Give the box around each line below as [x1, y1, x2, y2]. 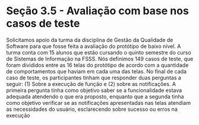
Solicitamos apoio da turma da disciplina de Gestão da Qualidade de [6, 36, 173, 43]
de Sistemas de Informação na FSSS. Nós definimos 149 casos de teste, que [6, 55, 194, 62]
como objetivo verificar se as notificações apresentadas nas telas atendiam [6, 99, 191, 106]
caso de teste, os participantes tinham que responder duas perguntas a [6, 74, 181, 81]
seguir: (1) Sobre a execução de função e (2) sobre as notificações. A [6, 80, 176, 87]
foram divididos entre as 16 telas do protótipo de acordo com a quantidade [6, 61, 189, 69]
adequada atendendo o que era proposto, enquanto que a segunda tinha [6, 93, 184, 100]
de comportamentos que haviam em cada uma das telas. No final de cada [6, 68, 187, 75]
